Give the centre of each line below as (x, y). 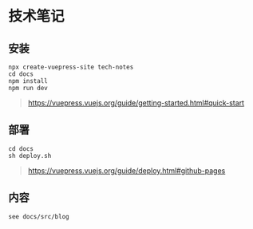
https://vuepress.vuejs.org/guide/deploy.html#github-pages (126, 170)
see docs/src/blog (39, 216)
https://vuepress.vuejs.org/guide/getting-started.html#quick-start (136, 103)
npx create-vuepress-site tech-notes (71, 67)
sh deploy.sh (30, 156)
